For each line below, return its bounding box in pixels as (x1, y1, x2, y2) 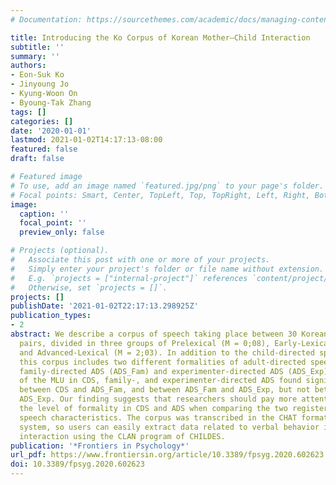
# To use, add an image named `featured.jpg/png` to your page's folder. (10, 181, 325, 191)
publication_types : (10, 311, 92, 321)
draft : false (10, 154, 65, 164)
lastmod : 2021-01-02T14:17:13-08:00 (10, 135, 163, 145)
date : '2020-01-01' (10, 126, 92, 136)
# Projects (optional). (10, 246, 110, 256)
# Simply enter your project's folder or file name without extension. (10, 264, 325, 274)
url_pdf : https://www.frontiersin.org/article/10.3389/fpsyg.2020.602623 (10, 450, 325, 460)
